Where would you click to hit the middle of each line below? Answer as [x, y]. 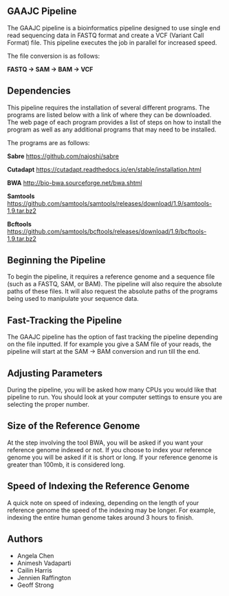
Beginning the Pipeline [56, 260]
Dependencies [39, 91]
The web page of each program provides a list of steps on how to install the [114, 122]
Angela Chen [35, 555]
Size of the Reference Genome [74, 426]
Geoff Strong [35, 585]
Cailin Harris [35, 570]
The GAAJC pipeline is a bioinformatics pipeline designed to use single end [114, 28]
